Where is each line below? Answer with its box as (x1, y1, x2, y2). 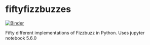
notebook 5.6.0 (5, 35, 37, 41)
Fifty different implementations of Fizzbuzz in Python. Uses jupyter (5, 29, 145, 35)
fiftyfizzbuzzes (5, 3, 71, 15)
